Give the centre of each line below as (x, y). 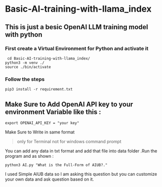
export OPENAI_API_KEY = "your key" (42, 123)
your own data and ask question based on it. (49, 179)
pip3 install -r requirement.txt (39, 89)
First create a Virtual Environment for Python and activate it (77, 48)
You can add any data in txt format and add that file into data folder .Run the (81, 151)
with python (24, 34)
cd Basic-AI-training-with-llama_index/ (49, 58)
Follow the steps (25, 79)
